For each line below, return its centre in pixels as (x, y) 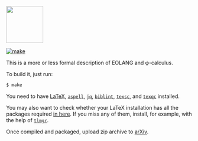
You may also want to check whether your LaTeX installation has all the (92, 107)
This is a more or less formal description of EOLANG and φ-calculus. (90, 63)
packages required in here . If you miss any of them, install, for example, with (99, 114)
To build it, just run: (30, 74)
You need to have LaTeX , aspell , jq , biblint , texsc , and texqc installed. (93, 96)
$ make (14, 85)
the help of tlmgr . (27, 120)
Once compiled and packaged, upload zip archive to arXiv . (77, 132)
